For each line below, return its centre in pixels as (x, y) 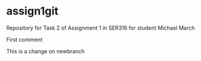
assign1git (32, 11)
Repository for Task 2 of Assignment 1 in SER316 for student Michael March (101, 28)
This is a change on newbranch (46, 51)
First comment (24, 39)
